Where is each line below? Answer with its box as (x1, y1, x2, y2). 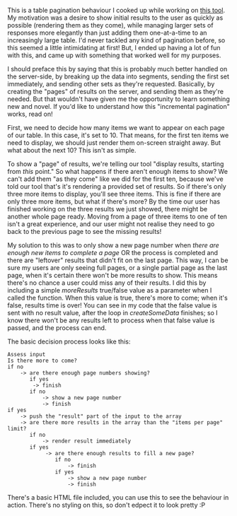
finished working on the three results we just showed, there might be (7, 205, 208, 213)
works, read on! (7, 110, 53, 118)
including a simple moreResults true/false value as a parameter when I (7, 286, 212, 294)
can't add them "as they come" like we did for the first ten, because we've (7, 175, 224, 183)
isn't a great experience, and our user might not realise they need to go (7, 220, 215, 228)
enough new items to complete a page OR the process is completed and (7, 249, 218, 257)
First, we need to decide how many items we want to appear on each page (7, 124, 225, 131)
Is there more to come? (7, 357, 78, 364)
